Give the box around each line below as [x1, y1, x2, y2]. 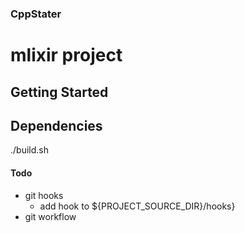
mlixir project [10, 44, 123, 67]
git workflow [24, 210, 77, 222]
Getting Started [10, 83, 109, 101]
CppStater [10, 7, 62, 21]
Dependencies [10, 117, 103, 134]
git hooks [24, 189, 64, 201]
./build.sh [10, 144, 49, 156]
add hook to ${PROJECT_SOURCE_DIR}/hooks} [39, 200, 236, 212]
